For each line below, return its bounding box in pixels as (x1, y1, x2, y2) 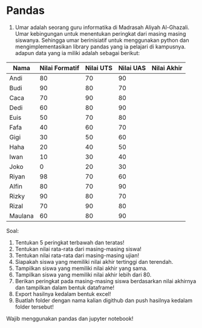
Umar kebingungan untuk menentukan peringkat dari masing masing (15, 30, 186, 37)
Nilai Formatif (39, 64, 80, 72)
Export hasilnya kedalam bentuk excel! (15, 290, 111, 297)
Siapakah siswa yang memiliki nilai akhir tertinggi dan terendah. (15, 258, 174, 265)
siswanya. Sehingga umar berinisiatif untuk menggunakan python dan (15, 36, 189, 44)
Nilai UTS (85, 64, 113, 72)
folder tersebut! (15, 303, 54, 310)
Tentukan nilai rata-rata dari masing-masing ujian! (15, 252, 139, 259)
